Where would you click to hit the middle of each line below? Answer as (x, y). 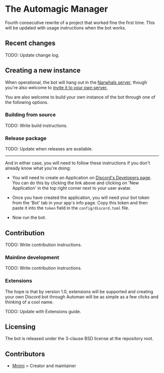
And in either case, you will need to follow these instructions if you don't (78, 163)
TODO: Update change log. (32, 55)
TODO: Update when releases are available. (49, 149)
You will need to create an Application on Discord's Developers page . (82, 178)
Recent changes (30, 43)
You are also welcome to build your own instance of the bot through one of (80, 97)
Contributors (25, 354)
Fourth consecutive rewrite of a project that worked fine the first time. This (80, 23)
